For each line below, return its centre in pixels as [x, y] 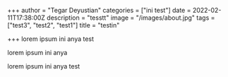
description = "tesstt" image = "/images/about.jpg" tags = [131, 18]
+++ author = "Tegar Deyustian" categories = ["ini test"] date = [99, 10]
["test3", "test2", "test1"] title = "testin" [64, 25]
